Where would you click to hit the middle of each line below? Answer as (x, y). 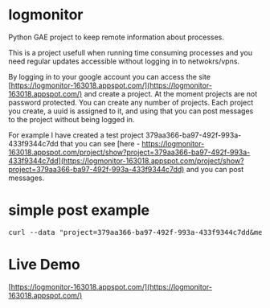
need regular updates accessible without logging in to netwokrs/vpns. (124, 61)
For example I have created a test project (76, 135)
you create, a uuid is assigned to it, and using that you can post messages (131, 111)
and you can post (215, 169)
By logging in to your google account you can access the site (110, 76)
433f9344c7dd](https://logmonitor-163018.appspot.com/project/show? (126, 160)
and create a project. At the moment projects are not (171, 93)
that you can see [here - (100, 143)
